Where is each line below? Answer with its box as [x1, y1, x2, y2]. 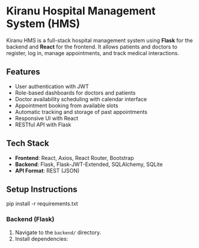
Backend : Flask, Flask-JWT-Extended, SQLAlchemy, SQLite [14, 161, 164, 168]
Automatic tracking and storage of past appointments [14, 108, 148, 115]
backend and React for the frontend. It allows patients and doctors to [6, 43, 177, 50]
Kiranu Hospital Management [6, 4, 156, 18]
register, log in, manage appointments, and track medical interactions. [6, 49, 179, 56]
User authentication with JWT [14, 83, 89, 90]
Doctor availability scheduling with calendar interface [14, 95, 147, 102]
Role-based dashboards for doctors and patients [14, 89, 136, 96]
